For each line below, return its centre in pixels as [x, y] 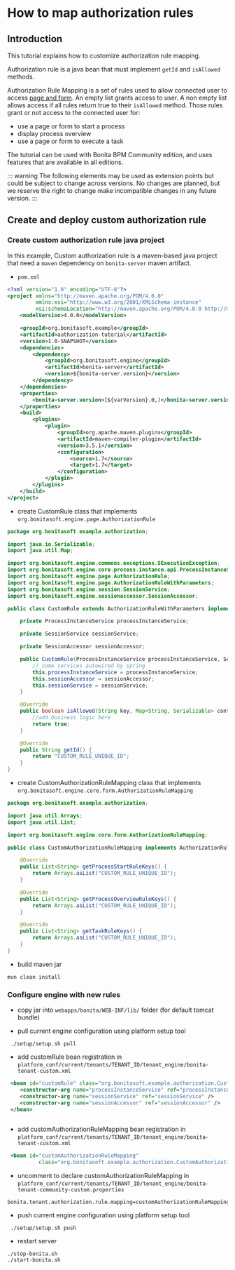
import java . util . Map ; [40, 551]
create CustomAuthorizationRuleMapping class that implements [109, 783]
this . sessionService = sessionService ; [91, 686]
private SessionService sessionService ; [79, 634]
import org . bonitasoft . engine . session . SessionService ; [89, 589]
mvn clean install [34, 977]
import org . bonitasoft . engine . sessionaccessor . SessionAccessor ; [103, 596]
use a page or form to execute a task [70, 141]
